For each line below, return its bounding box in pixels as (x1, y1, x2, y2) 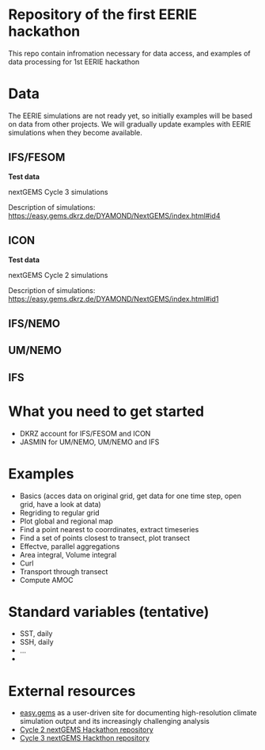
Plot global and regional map (19, 516, 113, 526)
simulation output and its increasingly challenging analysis (19, 717, 210, 726)
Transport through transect (19, 566, 108, 576)
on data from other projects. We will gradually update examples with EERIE (8, 119, 252, 128)
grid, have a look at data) (19, 499, 101, 508)
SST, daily (19, 629, 53, 638)
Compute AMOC (19, 575, 74, 584)
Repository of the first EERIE (8, 6, 198, 24)
